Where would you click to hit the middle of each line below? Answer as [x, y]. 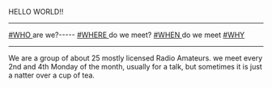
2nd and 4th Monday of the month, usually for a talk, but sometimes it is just [136, 67]
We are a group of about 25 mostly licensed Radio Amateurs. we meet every [136, 58]
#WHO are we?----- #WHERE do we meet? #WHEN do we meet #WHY [127, 35]
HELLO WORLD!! [36, 12]
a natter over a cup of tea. [52, 75]
